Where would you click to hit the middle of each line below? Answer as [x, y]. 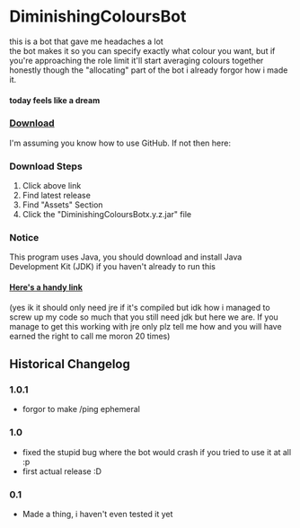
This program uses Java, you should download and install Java [126, 257]
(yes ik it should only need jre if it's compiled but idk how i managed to [140, 307]
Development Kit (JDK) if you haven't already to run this [112, 267]
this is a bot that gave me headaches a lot [86, 41]
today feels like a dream [55, 100]
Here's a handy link [46, 287]
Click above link [52, 186]
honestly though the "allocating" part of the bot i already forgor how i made [149, 70]
